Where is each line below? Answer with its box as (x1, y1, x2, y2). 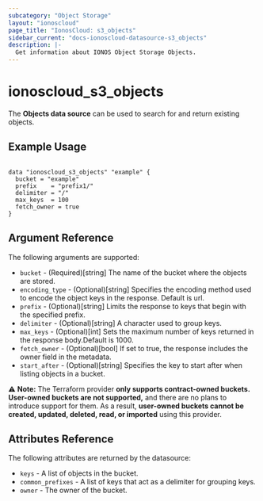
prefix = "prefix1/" (15, 182, 93, 190)
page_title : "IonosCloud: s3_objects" (8, 26, 136, 34)
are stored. (19, 276, 55, 285)
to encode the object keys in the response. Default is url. (19, 293, 204, 302)
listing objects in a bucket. (19, 369, 105, 378)
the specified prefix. (19, 310, 86, 319)
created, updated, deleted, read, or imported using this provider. (8, 409, 222, 419)
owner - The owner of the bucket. (19, 485, 128, 495)
